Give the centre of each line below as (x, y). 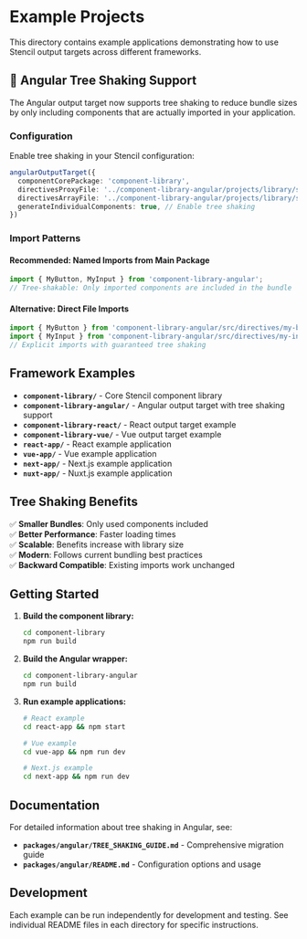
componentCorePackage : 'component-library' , (104, 181)
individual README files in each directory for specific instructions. (134, 924)
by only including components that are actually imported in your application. (153, 112)
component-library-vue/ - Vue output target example (122, 434)
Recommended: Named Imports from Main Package (110, 260)
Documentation (55, 805)
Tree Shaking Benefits (74, 502)
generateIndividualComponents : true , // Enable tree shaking (137, 206)
